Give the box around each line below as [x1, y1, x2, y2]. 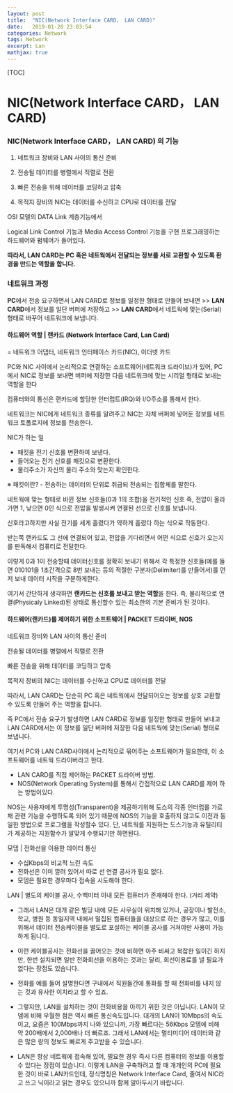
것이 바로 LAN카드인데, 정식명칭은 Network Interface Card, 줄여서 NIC [24, 1070, 219, 1078]
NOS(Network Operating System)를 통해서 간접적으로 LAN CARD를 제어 [17, 779, 218, 788]
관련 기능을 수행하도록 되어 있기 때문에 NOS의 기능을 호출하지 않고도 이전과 [14, 812, 219, 820]
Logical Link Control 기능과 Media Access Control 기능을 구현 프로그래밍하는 [7, 227, 220, 236]
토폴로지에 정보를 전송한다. [19, 418, 93, 426]
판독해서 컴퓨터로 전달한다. [14, 542, 88, 550]
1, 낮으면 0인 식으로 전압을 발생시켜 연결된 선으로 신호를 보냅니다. [19, 504, 197, 512]
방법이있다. [24, 788, 56, 797]
